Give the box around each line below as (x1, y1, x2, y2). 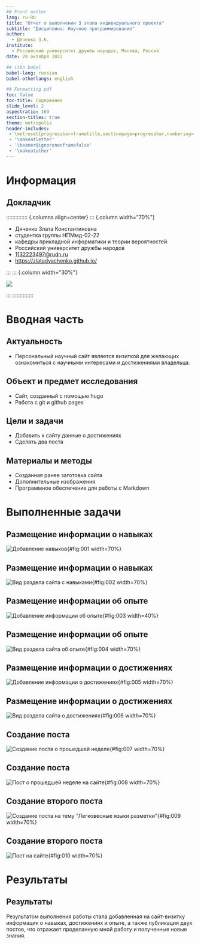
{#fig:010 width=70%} (48, 851, 103, 859)
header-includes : (6, 126, 50, 132)
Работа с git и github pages (14, 398, 84, 406)
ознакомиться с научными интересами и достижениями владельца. (14, 359, 190, 366)
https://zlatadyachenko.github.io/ (14, 257, 98, 264)
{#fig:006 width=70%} (100, 712, 156, 719)
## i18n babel (6, 64, 42, 70)
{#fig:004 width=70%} (84, 645, 141, 653)
